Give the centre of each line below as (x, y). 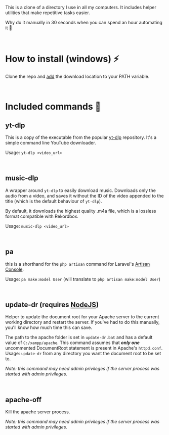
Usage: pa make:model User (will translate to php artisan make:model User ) (83, 279)
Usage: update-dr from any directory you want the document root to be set (83, 354)
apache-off (24, 399)
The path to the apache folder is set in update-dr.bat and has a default (79, 337)
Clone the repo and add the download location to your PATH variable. (77, 76)
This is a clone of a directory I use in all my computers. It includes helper (81, 7)
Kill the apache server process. (38, 412)
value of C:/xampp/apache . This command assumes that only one (73, 343)
